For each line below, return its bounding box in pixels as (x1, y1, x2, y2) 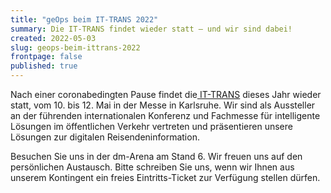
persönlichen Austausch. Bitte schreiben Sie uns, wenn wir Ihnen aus (10, 161, 295, 173)
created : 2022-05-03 (10, 33, 97, 43)
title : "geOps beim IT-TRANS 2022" (10, 14, 159, 25)
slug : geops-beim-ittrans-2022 (10, 42, 141, 53)
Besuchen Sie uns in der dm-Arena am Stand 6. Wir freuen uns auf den (10, 151, 303, 162)
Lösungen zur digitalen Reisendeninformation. (10, 131, 200, 143)
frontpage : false (10, 52, 83, 62)
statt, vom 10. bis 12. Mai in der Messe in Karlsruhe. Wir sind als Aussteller (10, 99, 316, 111)
